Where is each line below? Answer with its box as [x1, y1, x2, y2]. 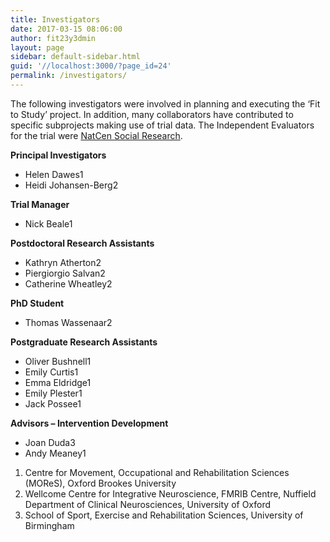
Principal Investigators [10, 149, 107, 161]
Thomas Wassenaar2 [24, 316, 113, 328]
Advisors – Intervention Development [10, 417, 169, 429]
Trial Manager [10, 198, 70, 210]
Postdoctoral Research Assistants [10, 237, 155, 249]
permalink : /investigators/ [10, 71, 128, 81]
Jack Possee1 [24, 397, 82, 410]
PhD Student [10, 297, 65, 309]
